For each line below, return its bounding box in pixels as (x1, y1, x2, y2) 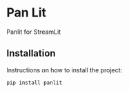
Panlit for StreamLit (6, 28, 61, 36)
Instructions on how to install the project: (6, 65, 123, 74)
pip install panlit (6, 79, 63, 86)
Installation (6, 48, 56, 59)
